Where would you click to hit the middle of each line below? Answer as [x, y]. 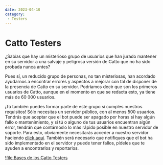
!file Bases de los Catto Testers [36, 158]
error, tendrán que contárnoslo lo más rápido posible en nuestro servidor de [82, 127]
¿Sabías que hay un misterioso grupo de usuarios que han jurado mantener [81, 56]
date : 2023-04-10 [23, 10]
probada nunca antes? [28, 67]
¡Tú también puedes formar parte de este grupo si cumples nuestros [74, 107]
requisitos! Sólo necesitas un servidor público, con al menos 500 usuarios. [80, 112]
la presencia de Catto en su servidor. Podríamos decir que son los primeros [81, 87]
